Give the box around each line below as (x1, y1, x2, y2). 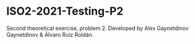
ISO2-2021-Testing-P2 (6, 4, 123, 18)
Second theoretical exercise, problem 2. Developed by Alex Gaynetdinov (6, 24, 189, 32)
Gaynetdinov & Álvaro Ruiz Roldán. (6, 31, 94, 38)
